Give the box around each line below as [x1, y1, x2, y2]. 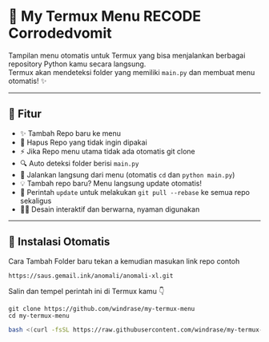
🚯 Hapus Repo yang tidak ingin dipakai [19, 137, 148, 147]
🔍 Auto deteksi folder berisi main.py [19, 158, 139, 168]
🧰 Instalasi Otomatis [8, 235, 110, 249]
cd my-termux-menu [8, 312, 70, 320]
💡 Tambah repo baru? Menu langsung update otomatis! [19, 178, 203, 188]
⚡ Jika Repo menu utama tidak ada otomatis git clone [19, 146, 195, 156]
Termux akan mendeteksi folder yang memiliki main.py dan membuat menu [8, 67, 255, 77]
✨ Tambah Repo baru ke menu [19, 128, 122, 138]
